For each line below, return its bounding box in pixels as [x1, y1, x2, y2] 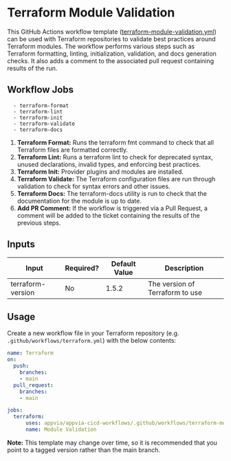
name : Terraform [7, 350, 54, 357]
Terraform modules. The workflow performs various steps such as [7, 42, 195, 50]
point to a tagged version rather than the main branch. [7, 445, 160, 454]
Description [164, 263, 204, 273]
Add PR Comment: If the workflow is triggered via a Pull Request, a [16, 204, 208, 212]
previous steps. [16, 218, 61, 227]
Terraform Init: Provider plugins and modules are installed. [16, 167, 184, 176]
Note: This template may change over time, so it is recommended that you [7, 438, 218, 447]
